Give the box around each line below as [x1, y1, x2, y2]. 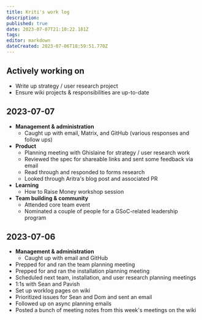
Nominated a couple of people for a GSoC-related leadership [24, 207, 179, 215]
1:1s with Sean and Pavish [15, 280, 80, 288]
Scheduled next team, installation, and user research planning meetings [15, 274, 196, 281]
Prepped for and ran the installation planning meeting [15, 267, 150, 275]
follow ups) [24, 135, 53, 143]
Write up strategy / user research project [15, 82, 118, 90]
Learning [15, 181, 39, 189]
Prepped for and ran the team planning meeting [15, 261, 135, 269]
